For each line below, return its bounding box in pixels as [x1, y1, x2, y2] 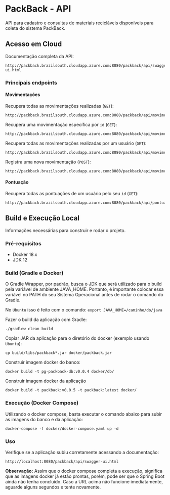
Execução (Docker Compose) [5, 399, 79, 407]
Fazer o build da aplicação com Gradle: [5, 317, 87, 323]
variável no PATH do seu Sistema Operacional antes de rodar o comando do [5, 292, 163, 298]
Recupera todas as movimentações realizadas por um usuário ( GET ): [5, 140, 147, 146]
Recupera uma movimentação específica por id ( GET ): [5, 121, 117, 127]
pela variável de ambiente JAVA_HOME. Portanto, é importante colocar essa [5, 286, 164, 292]
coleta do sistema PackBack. [5, 25, 66, 31]
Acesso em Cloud [5, 40, 62, 49]
